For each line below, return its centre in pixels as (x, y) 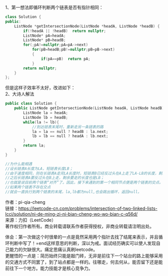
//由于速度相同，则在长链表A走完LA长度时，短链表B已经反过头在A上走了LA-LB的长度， (82, 173)
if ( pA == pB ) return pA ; (66, 59)
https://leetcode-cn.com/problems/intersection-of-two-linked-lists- (88, 208)
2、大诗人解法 (20, 94)
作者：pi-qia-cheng (25, 202)
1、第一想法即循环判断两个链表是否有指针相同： (54, 7)
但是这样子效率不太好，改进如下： (40, 88)
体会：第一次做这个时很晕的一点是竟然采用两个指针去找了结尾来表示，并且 (82, 237)
